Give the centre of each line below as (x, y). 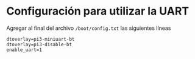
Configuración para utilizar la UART (98, 11)
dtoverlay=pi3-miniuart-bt (41, 39)
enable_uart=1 (24, 50)
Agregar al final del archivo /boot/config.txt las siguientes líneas (89, 28)
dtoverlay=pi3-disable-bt (39, 44)
